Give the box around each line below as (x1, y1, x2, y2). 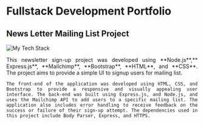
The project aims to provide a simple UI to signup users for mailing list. (6, 69, 183, 76)
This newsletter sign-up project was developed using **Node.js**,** (6, 56, 198, 63)
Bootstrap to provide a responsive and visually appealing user (6, 86, 198, 92)
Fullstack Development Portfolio (6, 4, 172, 18)
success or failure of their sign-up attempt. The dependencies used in (6, 107, 198, 113)
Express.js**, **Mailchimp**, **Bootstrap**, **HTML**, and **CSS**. (6, 62, 198, 70)
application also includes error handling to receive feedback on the (6, 102, 198, 108)
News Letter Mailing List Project (6, 29, 129, 39)
